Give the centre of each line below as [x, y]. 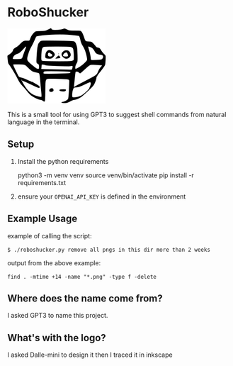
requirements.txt [42, 182]
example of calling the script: [50, 235]
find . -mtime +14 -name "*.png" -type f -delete [82, 277]
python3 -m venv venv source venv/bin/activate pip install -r [106, 175]
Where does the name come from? [85, 298]
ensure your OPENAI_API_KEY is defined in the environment [102, 196]
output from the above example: [54, 262]
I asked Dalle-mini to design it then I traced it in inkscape [90, 355]
